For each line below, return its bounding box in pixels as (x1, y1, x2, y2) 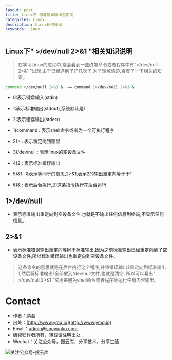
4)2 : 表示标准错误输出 (12, 159, 61, 166)
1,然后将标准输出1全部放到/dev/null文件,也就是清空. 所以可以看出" (17, 270, 156, 277)
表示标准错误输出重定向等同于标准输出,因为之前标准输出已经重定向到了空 (12, 247, 167, 253)
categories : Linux (5, 17, 45, 22)
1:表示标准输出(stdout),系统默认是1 (12, 105, 86, 111)
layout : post (5, 7, 33, 13)
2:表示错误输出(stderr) (12, 116, 60, 122)
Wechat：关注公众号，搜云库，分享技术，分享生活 (12, 338, 119, 345)
